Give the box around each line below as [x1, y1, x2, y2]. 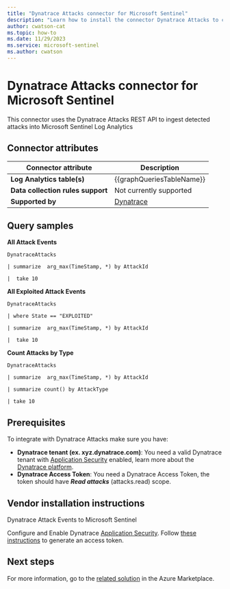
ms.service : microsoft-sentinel [7, 42, 99, 49]
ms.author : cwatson [7, 49, 63, 56]
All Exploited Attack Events [7, 288, 86, 296]
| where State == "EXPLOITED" [7, 313, 94, 320]
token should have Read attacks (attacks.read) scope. [16, 478, 171, 486]
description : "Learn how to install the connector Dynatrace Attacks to [7, 16, 219, 23]
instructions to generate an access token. [7, 536, 125, 544]
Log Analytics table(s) [10, 174, 85, 184]
